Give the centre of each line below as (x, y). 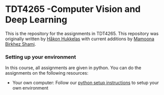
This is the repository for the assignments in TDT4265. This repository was (82, 33)
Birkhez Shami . (21, 44)
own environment (30, 88)
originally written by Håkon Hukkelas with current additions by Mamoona (80, 39)
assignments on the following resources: (47, 73)
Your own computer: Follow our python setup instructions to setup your (85, 83)
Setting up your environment (41, 57)
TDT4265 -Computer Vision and (73, 9)
